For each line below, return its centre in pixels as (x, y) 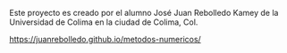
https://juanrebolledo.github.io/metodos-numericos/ (105, 39)
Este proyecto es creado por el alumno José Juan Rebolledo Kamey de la (144, 13)
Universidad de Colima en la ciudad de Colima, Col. (104, 22)
